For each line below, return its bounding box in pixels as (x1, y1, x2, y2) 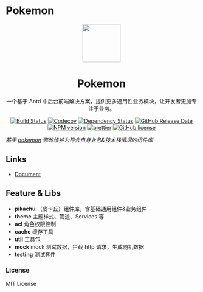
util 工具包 (14, 235, 41, 243)
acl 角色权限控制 (14, 220, 56, 228)
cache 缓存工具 (14, 228, 54, 235)
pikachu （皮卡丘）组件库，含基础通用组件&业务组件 (14, 205, 147, 212)
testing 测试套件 (14, 251, 56, 258)
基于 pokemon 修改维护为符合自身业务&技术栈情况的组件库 (5, 136, 153, 144)
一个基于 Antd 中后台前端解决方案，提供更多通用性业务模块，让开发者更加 (6, 97, 192, 105)
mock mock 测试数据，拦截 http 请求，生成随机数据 (14, 243, 144, 250)
